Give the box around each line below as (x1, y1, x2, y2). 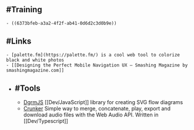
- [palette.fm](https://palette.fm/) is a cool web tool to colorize (6, 52, 180, 58)
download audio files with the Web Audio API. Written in (23, 111, 159, 118)
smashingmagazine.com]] (6, 67, 65, 73)
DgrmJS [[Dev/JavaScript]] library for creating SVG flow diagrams (23, 99, 183, 106)
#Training (6, 5, 42, 15)
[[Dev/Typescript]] (23, 118, 69, 125)
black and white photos (6, 57, 65, 63)
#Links (6, 36, 32, 46)
